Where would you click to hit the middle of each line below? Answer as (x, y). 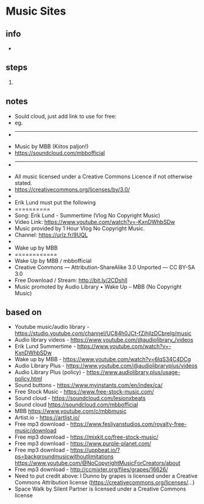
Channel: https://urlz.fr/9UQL (51, 235)
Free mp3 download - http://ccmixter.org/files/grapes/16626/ (91, 470)
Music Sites (36, 11)
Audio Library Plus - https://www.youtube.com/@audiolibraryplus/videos (106, 366)
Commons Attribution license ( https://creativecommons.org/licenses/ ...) (104, 483)
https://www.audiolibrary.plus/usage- (134, 372)
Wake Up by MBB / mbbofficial (53, 261)
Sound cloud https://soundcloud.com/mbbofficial (76, 405)
